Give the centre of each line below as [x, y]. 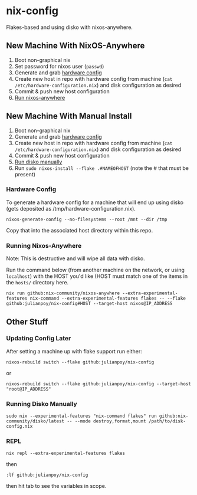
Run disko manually [38, 162]
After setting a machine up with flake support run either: [74, 351]
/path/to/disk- [167, 421]
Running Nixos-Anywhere [44, 245]
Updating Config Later [39, 339]
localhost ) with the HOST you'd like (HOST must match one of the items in [97, 276]
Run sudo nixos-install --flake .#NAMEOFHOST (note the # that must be [101, 168]
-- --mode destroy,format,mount [106, 421]
